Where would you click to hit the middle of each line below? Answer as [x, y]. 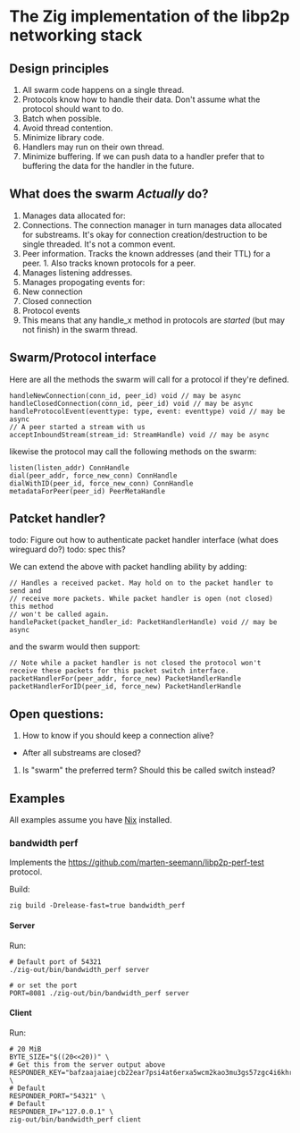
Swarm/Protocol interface [83, 358]
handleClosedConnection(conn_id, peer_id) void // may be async [131, 403]
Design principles [59, 68]
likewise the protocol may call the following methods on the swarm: [133, 451]
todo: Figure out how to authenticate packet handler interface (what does [144, 540]
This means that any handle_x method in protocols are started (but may [154, 320]
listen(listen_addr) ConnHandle [69, 468]
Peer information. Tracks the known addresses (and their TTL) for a [146, 253]
